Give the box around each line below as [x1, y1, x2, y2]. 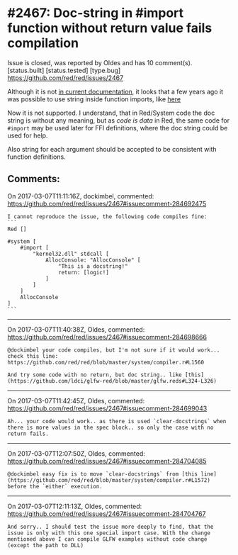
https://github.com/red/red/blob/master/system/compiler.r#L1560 [7, 359, 204, 366]
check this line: [7, 352, 59, 359]
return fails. [7, 430, 50, 437]
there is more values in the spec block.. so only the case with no [7, 424, 214, 431]
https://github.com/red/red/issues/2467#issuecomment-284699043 [7, 404, 208, 413]
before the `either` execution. [7, 483, 103, 490]
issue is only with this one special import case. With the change [7, 529, 211, 537]
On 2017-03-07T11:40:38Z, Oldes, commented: [7, 325, 145, 334]
